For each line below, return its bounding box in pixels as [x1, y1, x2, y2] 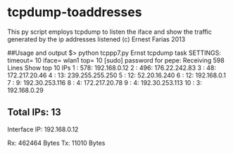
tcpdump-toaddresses [7, 4, 142, 20]
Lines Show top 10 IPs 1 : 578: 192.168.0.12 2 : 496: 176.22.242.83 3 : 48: [7, 63, 217, 72]
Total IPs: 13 [7, 106, 61, 118]
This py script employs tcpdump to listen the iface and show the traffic [7, 27, 213, 36]
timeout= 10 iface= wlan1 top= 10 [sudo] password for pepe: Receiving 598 [7, 56, 225, 64]
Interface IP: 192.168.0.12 [7, 124, 79, 134]
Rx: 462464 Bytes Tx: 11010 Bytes [7, 139, 106, 147]
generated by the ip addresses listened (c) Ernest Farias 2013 [7, 34, 186, 43]
